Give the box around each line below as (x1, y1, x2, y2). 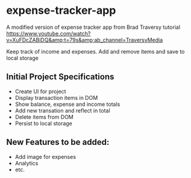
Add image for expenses (14, 153, 77, 160)
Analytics (14, 159, 39, 167)
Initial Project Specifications (6, 72, 114, 82)
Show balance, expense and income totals (14, 100, 121, 108)
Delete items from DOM (14, 113, 74, 120)
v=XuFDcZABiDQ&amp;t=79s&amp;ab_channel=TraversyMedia (6, 36, 163, 43)
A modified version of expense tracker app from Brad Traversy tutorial (6, 23, 181, 31)
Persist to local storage (14, 120, 72, 127)
